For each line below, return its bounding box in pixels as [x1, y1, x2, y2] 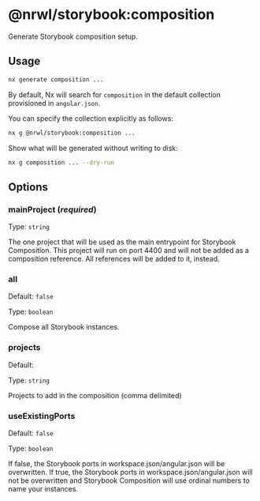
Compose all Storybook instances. [8, 322, 120, 332]
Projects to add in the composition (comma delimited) [8, 390, 183, 400]
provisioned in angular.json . [8, 98, 101, 107]
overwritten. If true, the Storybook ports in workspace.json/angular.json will [8, 467, 254, 477]
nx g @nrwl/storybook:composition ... [8, 129, 136, 137]
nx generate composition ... [8, 75, 104, 84]
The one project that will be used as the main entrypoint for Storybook [8, 237, 236, 247]
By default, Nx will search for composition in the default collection [8, 89, 221, 100]
